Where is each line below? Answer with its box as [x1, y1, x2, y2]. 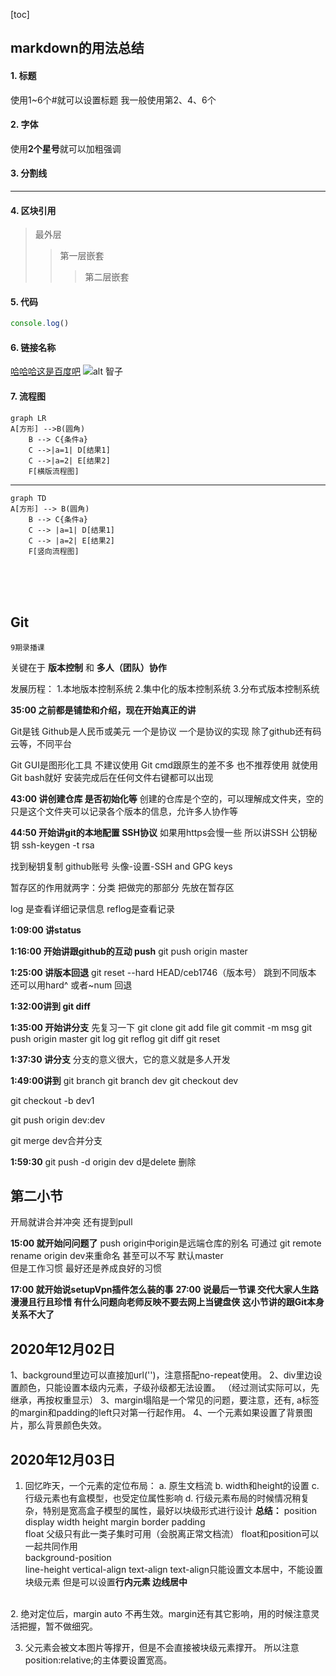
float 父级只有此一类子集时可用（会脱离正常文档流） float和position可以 [24, 1527, 320, 1539]
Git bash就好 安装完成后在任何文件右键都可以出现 [10, 771, 214, 783]
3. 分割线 [10, 167, 48, 179]
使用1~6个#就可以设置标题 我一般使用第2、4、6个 [10, 94, 217, 106]
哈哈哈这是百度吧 [10, 365, 81, 378]
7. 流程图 [10, 390, 46, 403]
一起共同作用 [24, 1540, 78, 1552]
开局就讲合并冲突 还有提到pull [10, 1216, 133, 1228]
